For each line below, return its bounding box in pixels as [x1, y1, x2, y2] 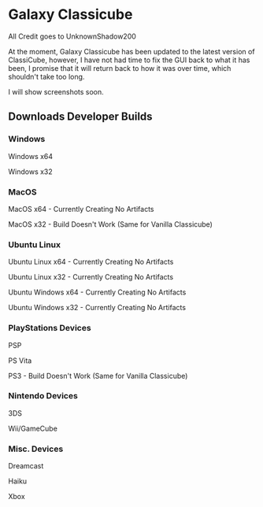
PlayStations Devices [8, 323, 92, 334]
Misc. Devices [8, 443, 64, 454]
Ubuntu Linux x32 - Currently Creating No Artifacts [8, 272, 174, 282]
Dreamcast [8, 461, 44, 471]
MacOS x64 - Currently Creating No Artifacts [8, 204, 154, 213]
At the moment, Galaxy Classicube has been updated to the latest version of [8, 46, 255, 56]
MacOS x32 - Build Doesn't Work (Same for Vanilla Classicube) [8, 219, 213, 229]
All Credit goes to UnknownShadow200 [8, 31, 136, 41]
